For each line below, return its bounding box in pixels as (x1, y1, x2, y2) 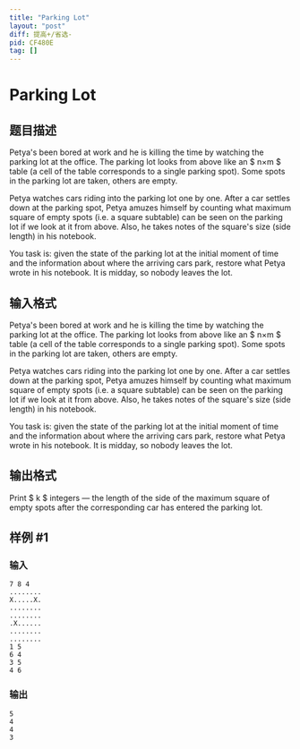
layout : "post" (9, 21, 66, 30)
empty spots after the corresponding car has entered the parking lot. (9, 502, 263, 513)
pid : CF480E (9, 38, 54, 47)
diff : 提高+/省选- (9, 30, 73, 38)
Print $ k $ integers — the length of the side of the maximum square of (9, 492, 270, 503)
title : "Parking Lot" (9, 13, 90, 22)
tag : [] (9, 47, 39, 55)
